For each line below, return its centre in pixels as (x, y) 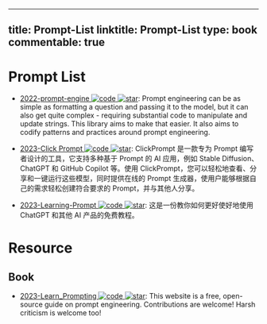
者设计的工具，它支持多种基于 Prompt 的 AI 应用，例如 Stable (120, 159)
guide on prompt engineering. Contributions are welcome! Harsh (150, 305)
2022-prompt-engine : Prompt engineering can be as (130, 98)
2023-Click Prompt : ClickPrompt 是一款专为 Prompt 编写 (137, 148)
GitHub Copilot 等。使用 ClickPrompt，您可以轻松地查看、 (155, 168)
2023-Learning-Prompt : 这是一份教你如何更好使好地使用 (137, 205)
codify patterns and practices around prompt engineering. (115, 133)
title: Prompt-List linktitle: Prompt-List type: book (133, 30)
